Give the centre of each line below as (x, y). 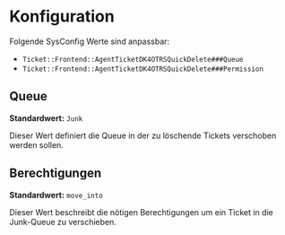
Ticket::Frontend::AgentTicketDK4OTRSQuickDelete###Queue (133, 59)
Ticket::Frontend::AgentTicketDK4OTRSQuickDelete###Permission (143, 69)
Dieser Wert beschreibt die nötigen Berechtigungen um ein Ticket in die (141, 212)
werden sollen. (37, 144)
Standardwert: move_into (56, 195)
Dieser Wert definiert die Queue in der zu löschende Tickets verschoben (143, 135)
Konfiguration (62, 17)
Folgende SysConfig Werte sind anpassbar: (90, 41)
